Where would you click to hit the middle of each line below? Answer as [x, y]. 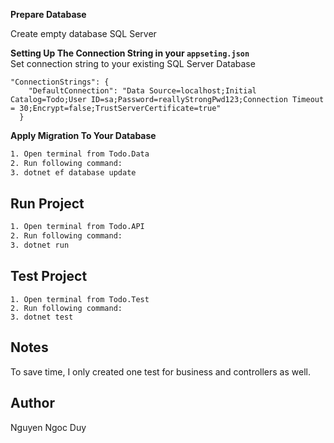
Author [32, 403]
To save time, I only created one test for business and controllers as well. [160, 371]
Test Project [49, 276]
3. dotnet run [40, 245]
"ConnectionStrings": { [60, 82]
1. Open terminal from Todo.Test [80, 299]
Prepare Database [48, 14]
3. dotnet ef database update [73, 172]
